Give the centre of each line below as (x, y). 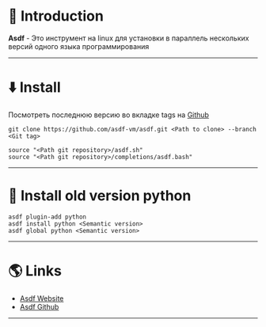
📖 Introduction (56, 16)
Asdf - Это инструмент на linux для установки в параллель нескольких (129, 38)
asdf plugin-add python (47, 217)
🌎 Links (35, 271)
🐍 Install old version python (100, 196)
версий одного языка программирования (79, 46)
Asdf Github (39, 306)
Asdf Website (42, 298)
